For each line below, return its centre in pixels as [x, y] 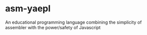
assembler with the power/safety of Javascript [53, 27]
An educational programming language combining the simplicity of [73, 22]
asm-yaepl [28, 9]
